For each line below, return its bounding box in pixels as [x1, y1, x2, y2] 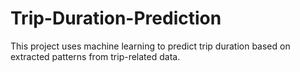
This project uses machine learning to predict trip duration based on [10, 40, 291, 52]
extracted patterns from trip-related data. [10, 50, 181, 62]
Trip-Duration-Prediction [10, 7, 222, 30]
